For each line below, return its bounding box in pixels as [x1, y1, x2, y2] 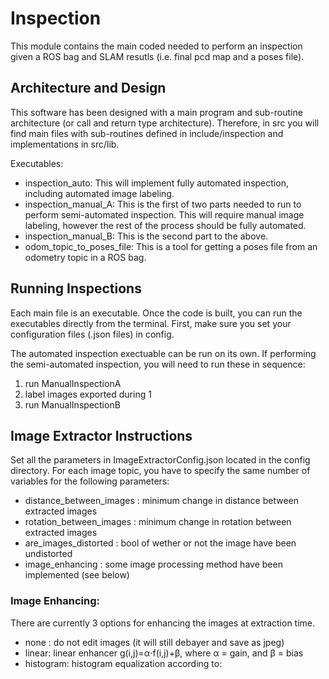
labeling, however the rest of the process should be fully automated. [24, 219, 307, 231]
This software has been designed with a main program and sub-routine [10, 106, 303, 118]
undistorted [24, 548, 73, 560]
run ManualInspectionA [24, 377, 122, 389]
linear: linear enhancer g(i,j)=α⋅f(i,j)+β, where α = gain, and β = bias [24, 647, 304, 659]
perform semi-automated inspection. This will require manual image [24, 208, 305, 221]
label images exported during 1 [24, 388, 152, 400]
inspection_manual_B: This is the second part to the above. [24, 230, 269, 242]
